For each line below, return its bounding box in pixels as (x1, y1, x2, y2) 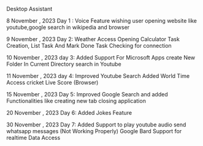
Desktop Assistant (6, 6, 53, 12)
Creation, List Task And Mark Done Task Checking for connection (6, 42, 172, 49)
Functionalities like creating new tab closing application (6, 98, 146, 104)
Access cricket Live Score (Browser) (6, 79, 99, 86)
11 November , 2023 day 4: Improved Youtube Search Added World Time (6, 72, 190, 79)
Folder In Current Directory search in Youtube (6, 61, 121, 67)
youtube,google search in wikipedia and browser (6, 24, 130, 31)
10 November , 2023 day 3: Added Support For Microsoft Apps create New (6, 54, 196, 61)
